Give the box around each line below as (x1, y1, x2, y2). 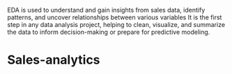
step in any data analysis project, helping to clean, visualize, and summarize (7, 21, 225, 28)
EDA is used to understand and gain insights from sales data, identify (7, 6, 206, 14)
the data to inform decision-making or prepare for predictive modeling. (7, 28, 210, 36)
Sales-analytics (7, 52, 100, 68)
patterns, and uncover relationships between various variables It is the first (7, 13, 222, 21)
